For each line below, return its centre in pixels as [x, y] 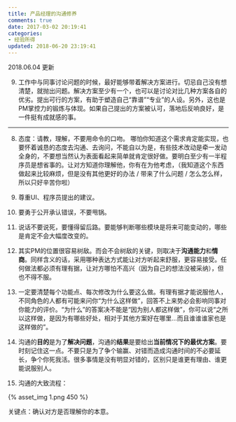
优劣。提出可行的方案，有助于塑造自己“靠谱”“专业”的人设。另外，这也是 [122, 100]
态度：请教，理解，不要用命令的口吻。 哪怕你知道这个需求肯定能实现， [120, 138]
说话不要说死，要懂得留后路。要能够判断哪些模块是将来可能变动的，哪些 [122, 227]
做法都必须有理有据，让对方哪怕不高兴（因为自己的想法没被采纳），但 [124, 268]
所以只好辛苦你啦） [46, 182]
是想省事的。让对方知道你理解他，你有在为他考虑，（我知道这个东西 [127, 165]
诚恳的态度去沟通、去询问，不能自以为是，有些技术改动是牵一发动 [132, 147]
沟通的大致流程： [43, 383]
